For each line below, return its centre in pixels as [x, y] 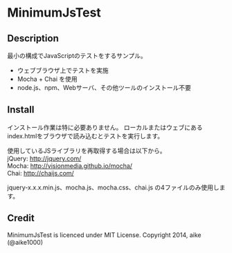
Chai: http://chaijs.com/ [41, 173]
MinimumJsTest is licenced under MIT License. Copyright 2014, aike [104, 235]
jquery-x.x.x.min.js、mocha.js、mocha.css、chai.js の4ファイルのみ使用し [113, 187]
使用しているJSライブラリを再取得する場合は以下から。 [87, 151]
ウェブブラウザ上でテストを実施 [63, 70]
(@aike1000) [25, 242]
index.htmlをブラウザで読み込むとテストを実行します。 [86, 135]
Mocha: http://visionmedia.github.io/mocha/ [70, 166]
